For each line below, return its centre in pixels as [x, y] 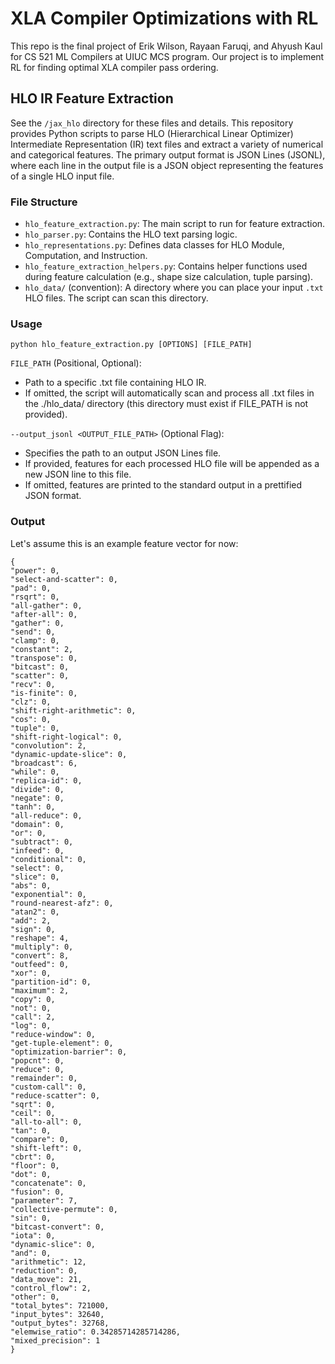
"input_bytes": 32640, [57, 1314]
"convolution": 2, [48, 745]
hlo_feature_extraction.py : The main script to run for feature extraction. [175, 224]
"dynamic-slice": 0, [53, 1244]
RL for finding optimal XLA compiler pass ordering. [114, 67]
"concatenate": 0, [48, 1183]
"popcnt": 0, [37, 1060]
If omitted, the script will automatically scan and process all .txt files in [169, 393]
